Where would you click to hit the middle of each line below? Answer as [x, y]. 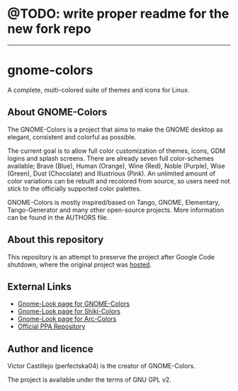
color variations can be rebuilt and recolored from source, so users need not [119, 181]
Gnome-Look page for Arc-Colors [67, 319]
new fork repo [49, 29]
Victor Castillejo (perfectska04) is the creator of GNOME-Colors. [102, 366]
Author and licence [50, 349]
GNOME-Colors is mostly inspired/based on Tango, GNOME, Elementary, [114, 202]
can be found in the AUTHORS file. [58, 217]
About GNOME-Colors [57, 112]
